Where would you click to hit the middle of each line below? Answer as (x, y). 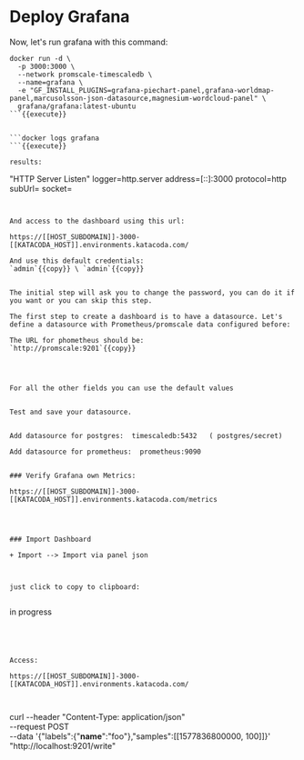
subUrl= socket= (41, 188)
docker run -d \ (40, 58)
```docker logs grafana (55, 138)
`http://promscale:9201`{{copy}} (73, 348)
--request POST (40, 726)
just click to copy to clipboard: (75, 587)
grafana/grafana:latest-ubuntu (77, 106)
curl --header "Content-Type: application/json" (97, 716)
